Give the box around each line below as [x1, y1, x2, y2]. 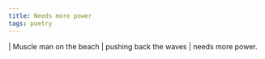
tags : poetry [8, 19, 53, 27]
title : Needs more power [8, 11, 92, 20]
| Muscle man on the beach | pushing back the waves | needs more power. [8, 41, 258, 51]
